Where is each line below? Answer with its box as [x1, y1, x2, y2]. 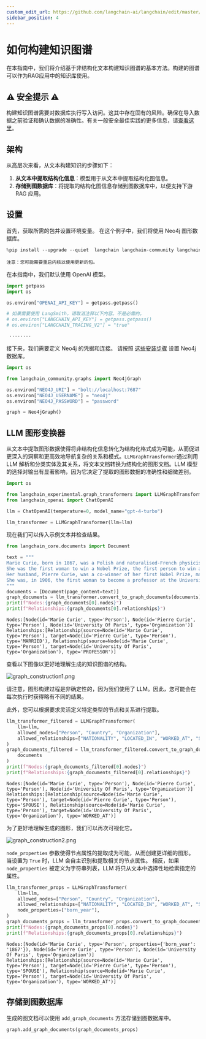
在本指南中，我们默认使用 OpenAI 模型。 [6, 270, 109, 278]
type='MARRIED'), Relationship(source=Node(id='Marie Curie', [6, 638, 169, 644]
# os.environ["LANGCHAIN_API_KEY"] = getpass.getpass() [6, 316, 152, 322]
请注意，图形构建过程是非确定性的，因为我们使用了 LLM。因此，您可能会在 [6, 685, 196, 693]
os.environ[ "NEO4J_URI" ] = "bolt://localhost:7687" [6, 387, 141, 393]
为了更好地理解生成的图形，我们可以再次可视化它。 [6, 824, 135, 831]
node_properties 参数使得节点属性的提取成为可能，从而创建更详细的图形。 [6, 849, 194, 856]
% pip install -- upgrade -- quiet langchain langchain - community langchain [6, 246, 202, 253]
